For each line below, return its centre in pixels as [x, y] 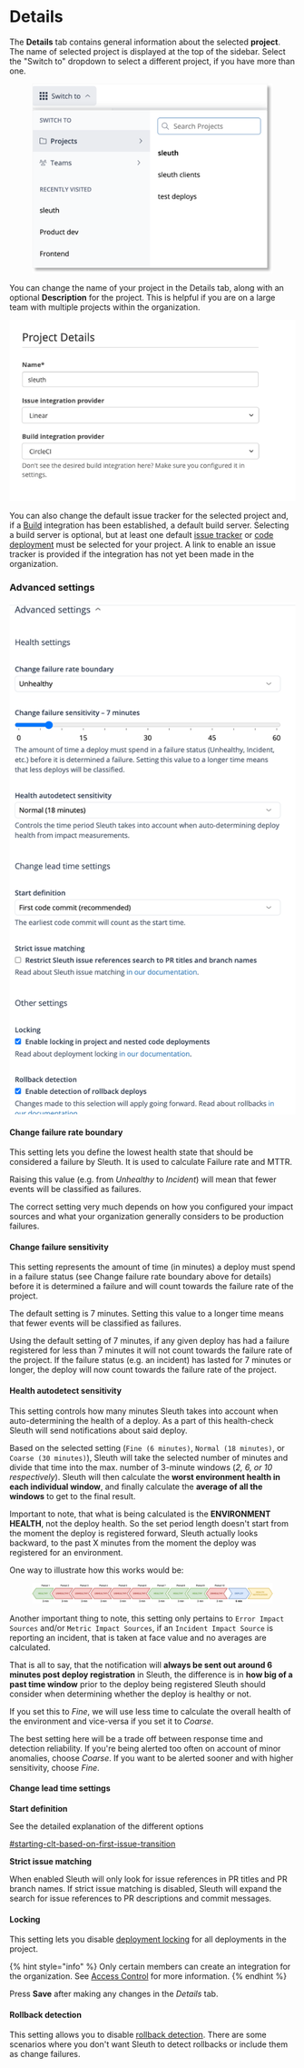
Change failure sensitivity [59, 1247]
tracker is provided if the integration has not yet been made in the [132, 554]
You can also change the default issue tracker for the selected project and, [149, 516]
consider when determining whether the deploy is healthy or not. [131, 1694]
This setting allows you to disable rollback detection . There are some [138, 2035]
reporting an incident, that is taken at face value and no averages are [138, 1637]
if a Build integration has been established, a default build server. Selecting [149, 525]
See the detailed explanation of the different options [107, 1826]
